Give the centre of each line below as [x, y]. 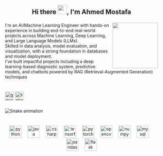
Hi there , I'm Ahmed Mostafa [81, 12]
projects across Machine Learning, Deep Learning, [56, 36]
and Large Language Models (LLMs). [42, 41]
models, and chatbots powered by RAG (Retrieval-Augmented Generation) [79, 72]
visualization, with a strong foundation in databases [57, 51]
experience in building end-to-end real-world [50, 31]
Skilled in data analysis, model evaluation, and [51, 46]
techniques [16, 77]
